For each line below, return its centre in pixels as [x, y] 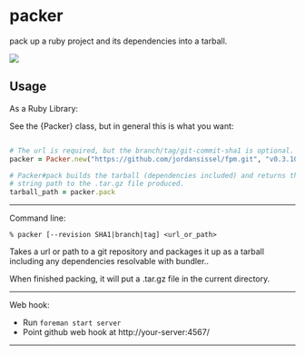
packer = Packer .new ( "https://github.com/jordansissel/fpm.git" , [135, 159]
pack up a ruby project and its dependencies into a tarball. [118, 41]
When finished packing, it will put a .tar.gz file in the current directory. [140, 279]
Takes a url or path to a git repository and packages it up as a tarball [137, 251]
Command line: [38, 218]
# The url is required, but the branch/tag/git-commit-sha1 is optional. [152, 151]
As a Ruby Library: [44, 108]
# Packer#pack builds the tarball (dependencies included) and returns [148, 175]
